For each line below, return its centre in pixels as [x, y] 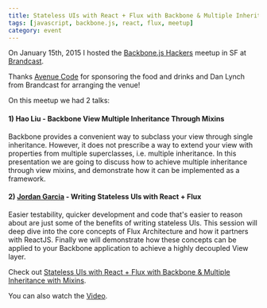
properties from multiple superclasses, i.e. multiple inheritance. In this [122, 153]
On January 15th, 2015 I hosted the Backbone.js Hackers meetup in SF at [127, 53]
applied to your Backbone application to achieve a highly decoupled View [128, 248]
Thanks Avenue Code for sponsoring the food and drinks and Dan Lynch [126, 77]
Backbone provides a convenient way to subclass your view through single [131, 137]
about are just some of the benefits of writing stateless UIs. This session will [133, 222]
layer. [17, 256]
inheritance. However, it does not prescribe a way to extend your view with [131, 144]
